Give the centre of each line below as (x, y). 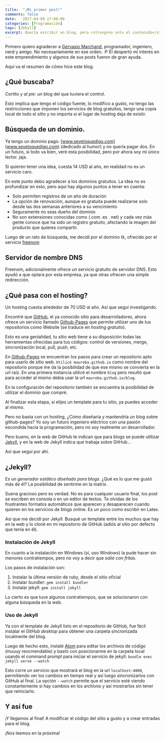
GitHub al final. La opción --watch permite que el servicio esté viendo (75, 680)
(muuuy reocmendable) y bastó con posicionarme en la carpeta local (75, 651)
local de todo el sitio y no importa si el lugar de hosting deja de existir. (76, 114)
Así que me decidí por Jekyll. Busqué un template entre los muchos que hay (82, 519)
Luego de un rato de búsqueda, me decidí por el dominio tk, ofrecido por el (81, 237)
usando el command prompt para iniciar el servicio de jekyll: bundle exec (79, 656)
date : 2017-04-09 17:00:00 (35, 19)
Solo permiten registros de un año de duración (59, 196)
